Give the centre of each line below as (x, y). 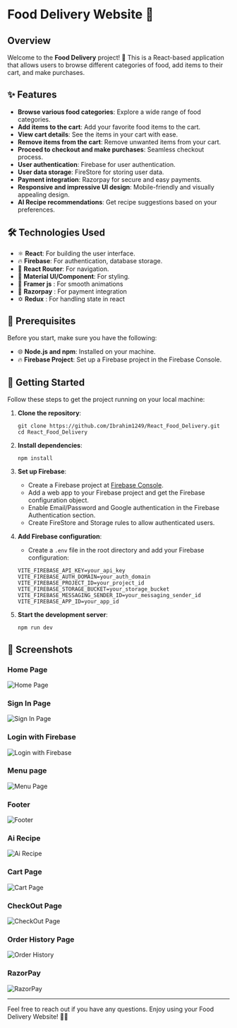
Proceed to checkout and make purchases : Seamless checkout (111, 149)
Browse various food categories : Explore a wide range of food (109, 112)
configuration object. (59, 500)
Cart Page (25, 872)
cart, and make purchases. (46, 73)
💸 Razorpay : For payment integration (72, 291)
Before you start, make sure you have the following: (82, 338)
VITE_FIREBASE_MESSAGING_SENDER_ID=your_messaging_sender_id (109, 596)
